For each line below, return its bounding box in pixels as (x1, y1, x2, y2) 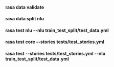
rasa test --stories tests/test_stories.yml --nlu (5, 50, 106, 56)
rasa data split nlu (5, 16, 44, 22)
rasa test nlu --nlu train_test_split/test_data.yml (5, 27, 109, 33)
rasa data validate (5, 4, 44, 10)
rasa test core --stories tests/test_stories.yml (5, 39, 105, 45)
